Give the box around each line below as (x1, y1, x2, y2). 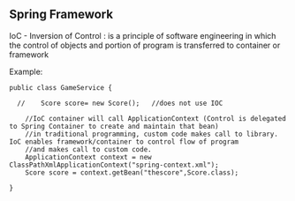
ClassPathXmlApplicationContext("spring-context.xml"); (9, 160, 219, 169)
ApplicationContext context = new (25, 153, 152, 161)
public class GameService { (9, 83, 113, 92)
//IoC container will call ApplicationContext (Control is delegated (25, 114, 287, 123)
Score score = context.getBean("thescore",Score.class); (25, 167, 239, 177)
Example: (9, 66, 43, 77)
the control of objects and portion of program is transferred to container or (9, 40, 281, 50)
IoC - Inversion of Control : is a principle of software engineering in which (9, 30, 276, 41)
